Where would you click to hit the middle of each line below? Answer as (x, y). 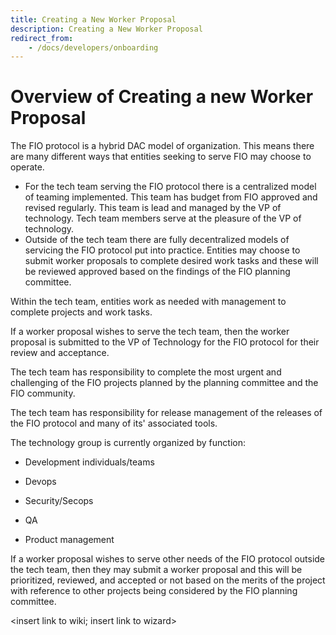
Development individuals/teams (89, 462)
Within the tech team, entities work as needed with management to (148, 302)
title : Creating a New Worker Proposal (93, 19)
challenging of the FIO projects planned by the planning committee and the (164, 383)
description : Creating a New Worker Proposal (106, 29)
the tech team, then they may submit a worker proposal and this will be (156, 570)
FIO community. (43, 393)
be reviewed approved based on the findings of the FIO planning (157, 272)
